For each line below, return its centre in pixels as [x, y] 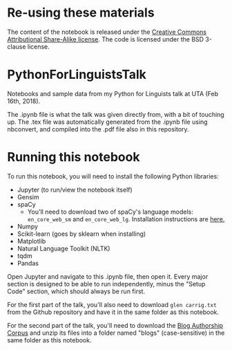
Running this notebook [74, 157]
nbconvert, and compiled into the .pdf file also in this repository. [98, 129]
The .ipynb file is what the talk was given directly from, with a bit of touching [116, 114]
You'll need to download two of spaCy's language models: [110, 212]
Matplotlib [31, 241]
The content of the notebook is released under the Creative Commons [107, 32]
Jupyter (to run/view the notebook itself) [75, 190]
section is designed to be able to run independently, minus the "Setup [106, 284]
